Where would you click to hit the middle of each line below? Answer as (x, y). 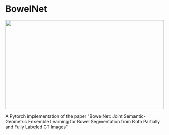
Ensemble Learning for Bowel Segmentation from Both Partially (94, 121)
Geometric (16, 121)
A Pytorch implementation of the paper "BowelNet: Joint (64, 116)
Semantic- (134, 116)
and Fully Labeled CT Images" (37, 127)
